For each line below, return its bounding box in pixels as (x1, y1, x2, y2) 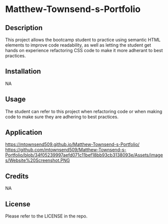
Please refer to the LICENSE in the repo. (5, 213, 88, 219)
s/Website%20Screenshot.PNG (5, 157, 70, 163)
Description (5, 24, 43, 32)
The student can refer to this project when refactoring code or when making (5, 108, 162, 114)
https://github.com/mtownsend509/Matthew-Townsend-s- (5, 147, 126, 153)
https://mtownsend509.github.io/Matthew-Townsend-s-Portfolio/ (5, 141, 140, 147)
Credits (5, 172, 29, 180)
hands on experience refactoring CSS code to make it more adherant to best (5, 48, 163, 53)
